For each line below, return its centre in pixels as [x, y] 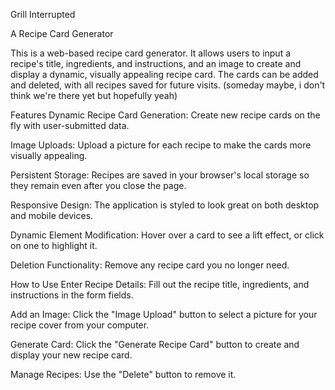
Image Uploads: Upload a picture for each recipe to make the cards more [161, 145]
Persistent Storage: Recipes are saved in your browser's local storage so [160, 175]
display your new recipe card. [71, 355]
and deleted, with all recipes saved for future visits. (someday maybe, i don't [168, 85]
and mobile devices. [52, 215]
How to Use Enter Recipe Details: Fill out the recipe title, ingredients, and [160, 284]
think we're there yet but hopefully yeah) [94, 95]
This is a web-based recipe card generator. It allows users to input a [151, 53]
